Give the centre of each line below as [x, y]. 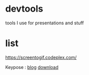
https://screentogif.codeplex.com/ [41, 57]
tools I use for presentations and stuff [44, 23]
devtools [24, 9]
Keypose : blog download [32, 67]
